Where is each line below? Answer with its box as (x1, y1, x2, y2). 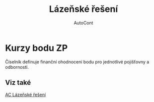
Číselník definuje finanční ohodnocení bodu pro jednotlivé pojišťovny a (5, 58, 150, 65)
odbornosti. (5, 64, 29, 70)
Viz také (5, 78, 31, 87)
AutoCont (74, 20, 93, 26)
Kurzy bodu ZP (5, 42, 68, 53)
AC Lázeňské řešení (5, 92, 46, 98)
